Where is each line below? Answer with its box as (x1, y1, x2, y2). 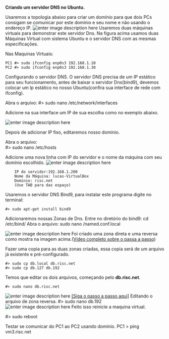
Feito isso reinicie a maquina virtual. (71, 304, 146, 310)
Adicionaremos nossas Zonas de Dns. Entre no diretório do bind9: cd (5, 216, 149, 222)
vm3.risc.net (5, 329, 31, 334)
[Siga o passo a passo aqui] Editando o (71, 293, 153, 299)
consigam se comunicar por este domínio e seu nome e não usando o (5, 20, 150, 25)
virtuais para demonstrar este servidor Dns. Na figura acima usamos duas (5, 30, 159, 36)
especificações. (5, 41, 39, 47)
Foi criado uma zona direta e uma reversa (71, 231, 158, 237)
